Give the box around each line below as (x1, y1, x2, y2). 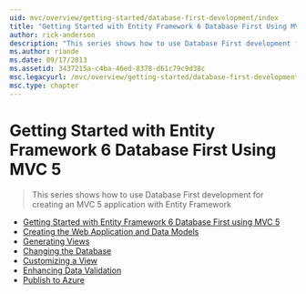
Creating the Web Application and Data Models (22, 226, 199, 237)
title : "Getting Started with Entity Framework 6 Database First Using (9, 22, 287, 31)
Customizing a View (22, 255, 98, 266)
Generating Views (22, 236, 90, 247)
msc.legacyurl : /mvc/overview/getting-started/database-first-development (9, 73, 300, 82)
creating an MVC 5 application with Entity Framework (31, 198, 232, 209)
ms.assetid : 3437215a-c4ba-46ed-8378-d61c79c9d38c (9, 65, 206, 74)
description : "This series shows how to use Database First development (9, 38, 291, 48)
